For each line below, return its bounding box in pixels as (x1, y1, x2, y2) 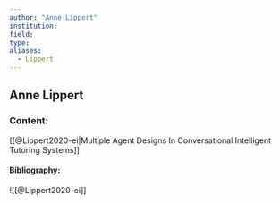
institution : (9, 21, 58, 30)
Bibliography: (9, 165, 61, 175)
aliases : (9, 47, 42, 55)
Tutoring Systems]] (9, 144, 81, 155)
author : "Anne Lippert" (9, 13, 98, 22)
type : (9, 38, 30, 47)
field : (9, 30, 34, 38)
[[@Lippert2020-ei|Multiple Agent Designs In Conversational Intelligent (9, 135, 271, 146)
